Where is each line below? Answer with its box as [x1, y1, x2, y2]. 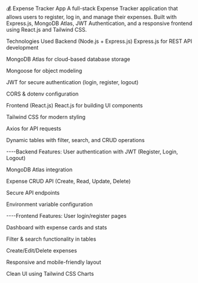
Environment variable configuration [6, 201, 93, 208]
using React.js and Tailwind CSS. [6, 26, 87, 33]
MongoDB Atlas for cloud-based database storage [6, 56, 130, 63]
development [6, 44, 39, 51]
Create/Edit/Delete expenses [6, 247, 77, 254]
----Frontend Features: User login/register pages [6, 213, 127, 219]
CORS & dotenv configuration [6, 90, 79, 97]
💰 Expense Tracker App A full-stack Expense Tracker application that [6, 5, 178, 12]
